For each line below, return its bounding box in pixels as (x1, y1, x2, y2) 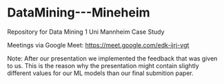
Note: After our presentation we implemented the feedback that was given (7, 54, 218, 63)
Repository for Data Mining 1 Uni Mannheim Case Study (7, 28, 165, 36)
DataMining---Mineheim (7, 5, 150, 21)
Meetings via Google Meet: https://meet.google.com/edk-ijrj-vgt (7, 41, 190, 49)
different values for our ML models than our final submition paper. (7, 69, 194, 77)
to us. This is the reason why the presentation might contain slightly (7, 61, 200, 70)
